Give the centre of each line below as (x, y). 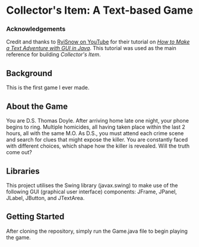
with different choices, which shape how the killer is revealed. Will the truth (98, 146)
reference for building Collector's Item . (53, 55)
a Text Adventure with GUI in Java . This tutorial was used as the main (91, 48)
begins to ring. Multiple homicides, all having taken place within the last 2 (96, 127)
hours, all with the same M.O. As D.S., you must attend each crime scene (95, 133)
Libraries (23, 171)
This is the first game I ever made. (48, 87)
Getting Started (35, 217)
